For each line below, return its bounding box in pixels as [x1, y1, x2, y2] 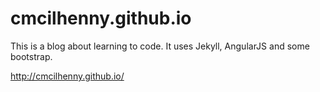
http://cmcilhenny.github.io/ [10, 70, 125, 82]
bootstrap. [10, 50, 53, 62]
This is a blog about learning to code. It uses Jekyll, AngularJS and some [10, 40, 310, 52]
